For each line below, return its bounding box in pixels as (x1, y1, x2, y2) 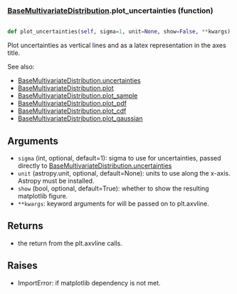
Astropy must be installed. (17, 176, 95, 185)
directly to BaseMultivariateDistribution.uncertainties (17, 161, 172, 170)
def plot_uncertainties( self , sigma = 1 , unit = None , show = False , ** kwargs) (7, 28, 231, 36)
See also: (7, 63, 35, 71)
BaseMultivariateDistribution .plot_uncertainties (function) (7, 6, 214, 16)
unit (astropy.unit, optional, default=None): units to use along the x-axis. (17, 168, 231, 177)
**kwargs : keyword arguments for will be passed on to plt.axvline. (17, 199, 210, 208)
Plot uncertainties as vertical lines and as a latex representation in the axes (7, 41, 226, 50)
